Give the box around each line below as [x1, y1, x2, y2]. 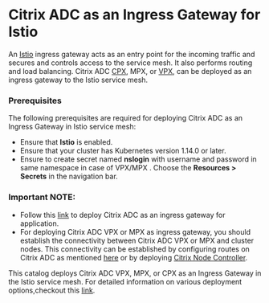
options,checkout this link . [8, 285, 96, 295]
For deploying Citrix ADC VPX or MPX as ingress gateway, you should [19, 227, 251, 236]
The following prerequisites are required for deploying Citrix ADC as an [8, 113, 243, 123]
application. [19, 219, 59, 228]
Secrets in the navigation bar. [19, 171, 118, 182]
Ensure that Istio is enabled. [19, 137, 113, 147]
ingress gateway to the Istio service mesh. [8, 75, 149, 84]
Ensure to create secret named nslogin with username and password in [19, 154, 257, 164]
